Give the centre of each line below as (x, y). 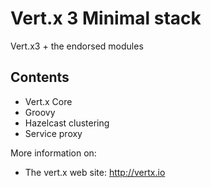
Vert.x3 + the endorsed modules (77, 46)
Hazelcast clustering (67, 123)
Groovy (40, 112)
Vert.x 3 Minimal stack (106, 18)
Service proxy (53, 133)
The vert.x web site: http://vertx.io (95, 172)
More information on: (53, 153)
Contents (40, 77)
